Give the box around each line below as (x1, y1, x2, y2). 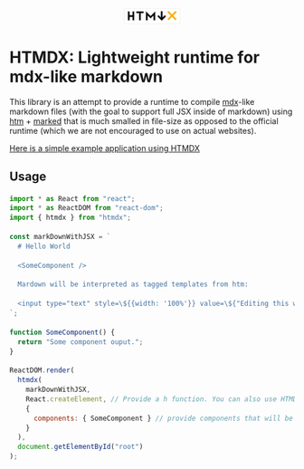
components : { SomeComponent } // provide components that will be (33, 414, 294, 423)
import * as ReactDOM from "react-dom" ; (9, 204, 165, 213)
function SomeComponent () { (9, 328, 116, 337)
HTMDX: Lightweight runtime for (9, 47, 261, 67)
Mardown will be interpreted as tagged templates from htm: (17, 280, 249, 289)
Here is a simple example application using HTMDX (9, 142, 201, 153)
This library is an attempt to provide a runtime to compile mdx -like (9, 96, 255, 107)
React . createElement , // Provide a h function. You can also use (25, 394, 278, 404)
